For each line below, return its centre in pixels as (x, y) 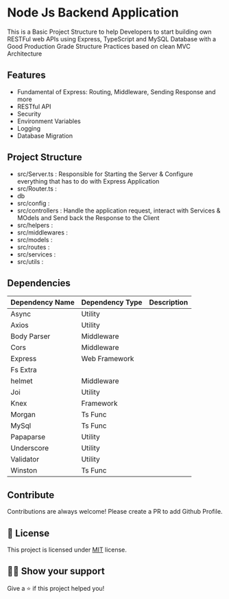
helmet (22, 381)
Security (29, 113)
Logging (29, 128)
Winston (24, 470)
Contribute (31, 495)
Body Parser (31, 336)
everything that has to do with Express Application (88, 181)
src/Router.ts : (37, 188)
